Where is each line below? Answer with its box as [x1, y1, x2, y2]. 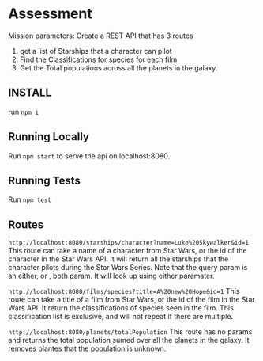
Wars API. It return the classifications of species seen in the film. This [8, 303, 235, 313]
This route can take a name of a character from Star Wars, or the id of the [8, 246, 247, 256]
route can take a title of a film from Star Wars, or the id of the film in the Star [8, 294, 255, 305]
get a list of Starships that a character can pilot [19, 46, 172, 55]
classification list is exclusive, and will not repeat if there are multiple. [8, 312, 234, 321]
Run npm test [8, 195, 51, 204]
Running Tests [8, 173, 81, 187]
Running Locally [8, 130, 89, 143]
